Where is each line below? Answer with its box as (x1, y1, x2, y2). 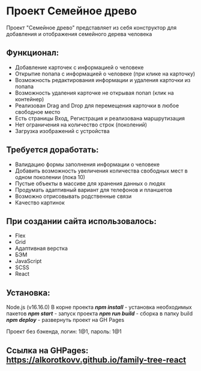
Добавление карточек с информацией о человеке (14, 64, 144, 71)
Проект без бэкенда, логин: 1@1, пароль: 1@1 (6, 328, 122, 335)
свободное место (14, 108, 61, 115)
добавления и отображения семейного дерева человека (6, 30, 152, 37)
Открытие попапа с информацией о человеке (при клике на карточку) (14, 70, 196, 77)
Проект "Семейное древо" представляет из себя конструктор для (6, 24, 177, 31)
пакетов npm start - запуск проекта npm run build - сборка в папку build (6, 310, 193, 317)
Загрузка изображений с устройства (14, 127, 110, 134)
